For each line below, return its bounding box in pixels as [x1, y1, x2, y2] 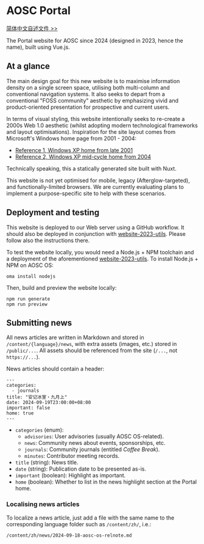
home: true [6, 410, 34, 416]
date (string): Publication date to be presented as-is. [15, 465, 146, 472]
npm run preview [6, 301, 47, 307]
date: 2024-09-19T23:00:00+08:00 [6, 400, 91, 406]
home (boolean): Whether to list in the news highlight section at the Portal [15, 478, 197, 486]
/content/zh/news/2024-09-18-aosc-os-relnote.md [6, 532, 132, 538]
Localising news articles [6, 500, 80, 509]
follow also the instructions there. [6, 237, 90, 244]
